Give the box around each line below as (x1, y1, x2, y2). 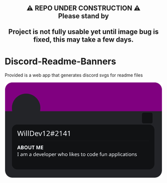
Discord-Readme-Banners (4, 55, 116, 67)
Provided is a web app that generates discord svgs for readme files (4, 72, 143, 78)
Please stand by (58, 12, 109, 21)
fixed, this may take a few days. (33, 35, 134, 44)
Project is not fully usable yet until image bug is (8, 28, 159, 36)
